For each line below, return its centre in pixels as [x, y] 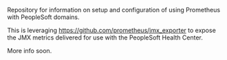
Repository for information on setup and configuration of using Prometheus [114, 10]
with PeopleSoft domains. [43, 17]
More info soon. [30, 51]
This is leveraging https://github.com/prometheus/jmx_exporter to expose [112, 30]
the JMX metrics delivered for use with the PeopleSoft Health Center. [105, 37]
